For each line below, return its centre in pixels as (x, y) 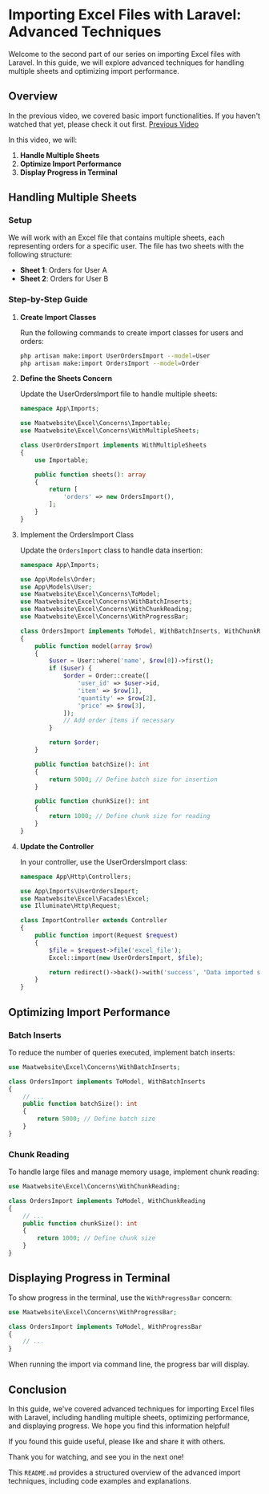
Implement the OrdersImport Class (77, 534)
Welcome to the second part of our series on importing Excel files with (124, 54)
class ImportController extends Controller (94, 921)
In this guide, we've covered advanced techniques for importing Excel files (131, 1408)
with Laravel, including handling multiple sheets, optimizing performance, (129, 1417)
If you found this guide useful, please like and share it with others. (117, 1441)
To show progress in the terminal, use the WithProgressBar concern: (120, 1298)
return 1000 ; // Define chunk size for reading (130, 816)
